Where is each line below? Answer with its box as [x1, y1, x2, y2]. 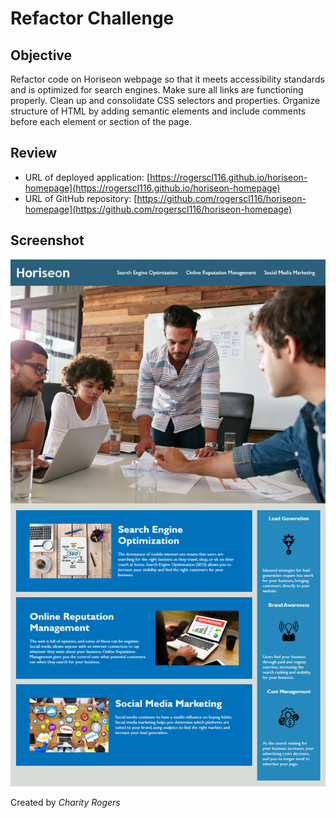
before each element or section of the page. [10, 116, 192, 127]
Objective [10, 47, 73, 64]
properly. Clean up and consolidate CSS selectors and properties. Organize [10, 95, 321, 106]
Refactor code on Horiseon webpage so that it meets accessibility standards [10, 73, 325, 85]
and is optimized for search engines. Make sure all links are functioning [10, 84, 304, 96]
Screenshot [10, 232, 85, 249]
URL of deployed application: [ [24, 171, 151, 183]
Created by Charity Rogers [10, 796, 121, 808]
